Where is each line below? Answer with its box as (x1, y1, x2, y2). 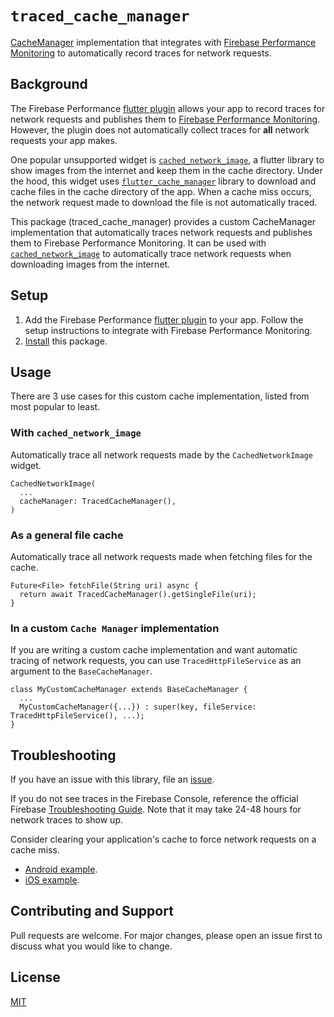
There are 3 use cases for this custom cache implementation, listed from (10, 390, 310, 402)
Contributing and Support (10, 903, 174, 920)
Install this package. (24, 335, 108, 347)
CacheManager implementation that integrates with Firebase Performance (10, 36, 317, 48)
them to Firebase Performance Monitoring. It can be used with (10, 237, 267, 249)
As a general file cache (10, 528, 124, 542)
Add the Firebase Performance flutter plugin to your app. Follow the (24, 313, 304, 326)
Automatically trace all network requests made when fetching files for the (10, 550, 313, 562)
